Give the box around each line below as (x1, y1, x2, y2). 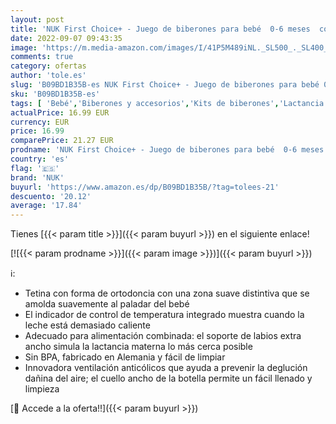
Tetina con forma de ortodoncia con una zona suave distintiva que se (24, 287, 310, 300)
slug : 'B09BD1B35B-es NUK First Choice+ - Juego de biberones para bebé (10, 80, 320, 90)
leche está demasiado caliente (24, 319, 151, 331)
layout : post (10, 14, 65, 25)
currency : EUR (10, 117, 70, 127)
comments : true (10, 52, 74, 62)
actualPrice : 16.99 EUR (10, 107, 110, 118)
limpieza (24, 383, 60, 395)
